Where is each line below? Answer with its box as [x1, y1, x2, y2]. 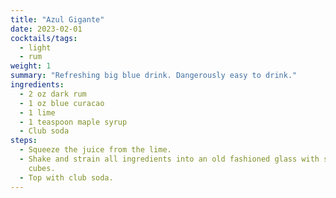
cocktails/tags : [10, 33, 78, 43]
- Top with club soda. [19, 172, 114, 183]
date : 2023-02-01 [10, 24, 83, 34]
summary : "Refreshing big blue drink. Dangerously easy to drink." [10, 71, 298, 81]
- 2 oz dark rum [19, 89, 87, 99]
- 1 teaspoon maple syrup [19, 117, 128, 127]
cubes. [28, 163, 56, 173]
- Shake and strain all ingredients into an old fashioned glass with [19, 154, 320, 164]
